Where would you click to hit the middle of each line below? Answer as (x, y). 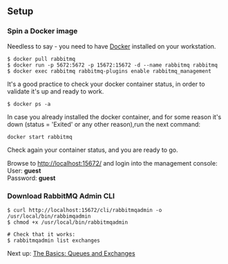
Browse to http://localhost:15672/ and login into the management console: (112, 163)
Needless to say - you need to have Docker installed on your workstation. (112, 46)
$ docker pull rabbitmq (41, 59)
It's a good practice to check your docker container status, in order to (106, 84)
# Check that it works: (41, 234)
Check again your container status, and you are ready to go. (93, 150)
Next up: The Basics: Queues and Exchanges (72, 253)
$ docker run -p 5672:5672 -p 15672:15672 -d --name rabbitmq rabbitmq (112, 65)
